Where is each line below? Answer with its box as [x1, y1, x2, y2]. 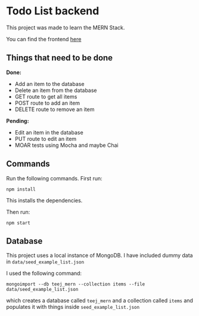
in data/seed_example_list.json [6, 258, 85, 265]
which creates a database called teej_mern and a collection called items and [6, 297, 194, 304]
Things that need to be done [6, 53, 113, 63]
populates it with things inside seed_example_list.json [6, 303, 140, 311]
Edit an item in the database [14, 128, 83, 136]
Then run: [6, 208, 30, 216]
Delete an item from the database [14, 87, 97, 94]
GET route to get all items [14, 93, 77, 100]
